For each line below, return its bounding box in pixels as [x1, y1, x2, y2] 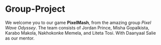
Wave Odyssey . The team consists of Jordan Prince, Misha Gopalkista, [5, 24, 150, 30]
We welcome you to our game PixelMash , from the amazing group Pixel [5, 20, 152, 25]
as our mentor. [5, 35, 35, 41]
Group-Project [5, 3, 66, 15]
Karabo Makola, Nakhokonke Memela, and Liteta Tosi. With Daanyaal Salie [5, 30, 157, 36]
